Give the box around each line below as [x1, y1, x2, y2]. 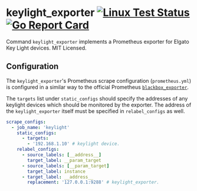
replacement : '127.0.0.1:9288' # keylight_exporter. [27, 179, 160, 186]
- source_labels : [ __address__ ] [21, 152, 101, 158]
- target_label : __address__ [21, 174, 94, 180]
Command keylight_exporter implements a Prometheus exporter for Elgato [6, 38, 190, 45]
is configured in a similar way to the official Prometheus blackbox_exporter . [6, 83, 189, 90]
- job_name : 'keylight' [11, 124, 70, 130]
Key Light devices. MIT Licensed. [6, 44, 87, 51]
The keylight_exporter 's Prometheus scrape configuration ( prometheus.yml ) [6, 77, 192, 84]
